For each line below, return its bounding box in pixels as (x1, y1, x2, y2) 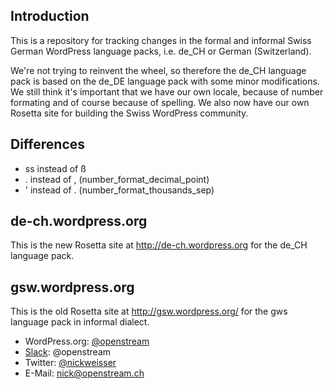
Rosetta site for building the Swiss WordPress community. (10, 107, 249, 119)
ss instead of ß (24, 162, 87, 174)
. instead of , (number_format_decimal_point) (24, 173, 210, 185)
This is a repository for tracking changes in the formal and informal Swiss (10, 34, 312, 46)
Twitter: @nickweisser (24, 357, 117, 369)
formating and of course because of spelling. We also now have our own (10, 96, 310, 108)
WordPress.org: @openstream (24, 335, 150, 348)
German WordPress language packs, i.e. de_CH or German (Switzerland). (10, 45, 312, 57)
